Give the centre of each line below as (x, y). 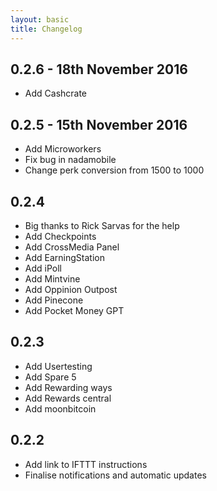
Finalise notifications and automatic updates (115, 475)
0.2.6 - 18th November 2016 (99, 69)
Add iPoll (43, 268)
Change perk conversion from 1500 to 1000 (114, 170)
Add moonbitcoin (60, 408)
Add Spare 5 (50, 377)
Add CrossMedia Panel (72, 247)
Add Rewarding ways (68, 387)
